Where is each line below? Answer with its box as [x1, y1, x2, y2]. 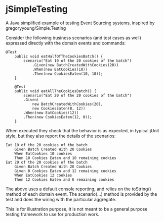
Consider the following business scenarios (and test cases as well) [5, 35, 141, 41]
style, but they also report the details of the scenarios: [5, 133, 116, 139]
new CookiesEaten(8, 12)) [32, 106, 85, 111]
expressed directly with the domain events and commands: [5, 40, 126, 46]
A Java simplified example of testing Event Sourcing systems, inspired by [5, 20, 155, 26]
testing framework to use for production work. [5, 211, 100, 217]
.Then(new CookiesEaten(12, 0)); [23, 114, 92, 119]
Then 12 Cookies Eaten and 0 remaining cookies [14, 177, 114, 182]
